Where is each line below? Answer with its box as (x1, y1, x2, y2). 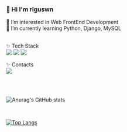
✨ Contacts (6, 61, 34, 68)
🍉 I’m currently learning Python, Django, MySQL (6, 25, 122, 32)
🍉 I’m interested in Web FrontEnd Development (6, 19, 119, 26)
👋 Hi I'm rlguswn (6, 5, 54, 13)
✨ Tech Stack (6, 42, 39, 49)
